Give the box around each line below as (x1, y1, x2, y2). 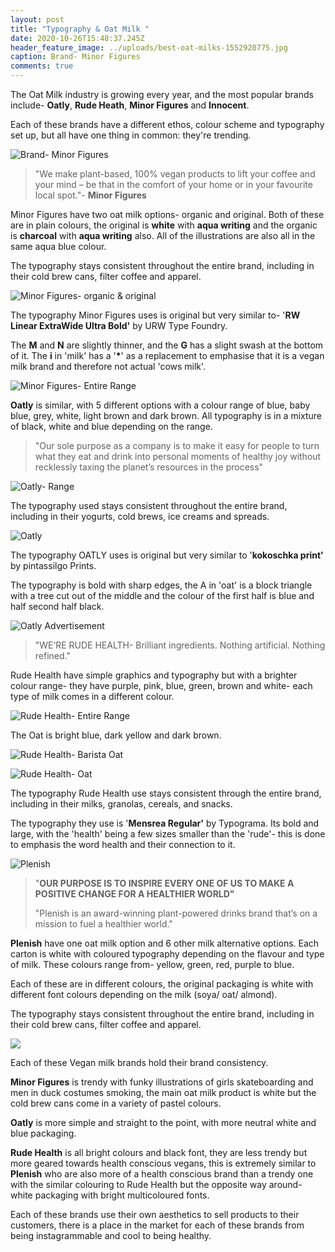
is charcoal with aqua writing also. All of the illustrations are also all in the (10, 230, 316, 241)
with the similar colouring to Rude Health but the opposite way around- (10, 1179, 303, 1190)
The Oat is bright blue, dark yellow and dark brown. (10, 729, 222, 741)
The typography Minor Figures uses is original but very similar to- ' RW (10, 309, 301, 321)
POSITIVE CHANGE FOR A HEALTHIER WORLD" (34, 888, 235, 900)
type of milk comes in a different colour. (10, 691, 175, 702)
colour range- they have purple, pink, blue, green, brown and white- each (10, 680, 313, 691)
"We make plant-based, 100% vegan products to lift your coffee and (34, 168, 316, 180)
